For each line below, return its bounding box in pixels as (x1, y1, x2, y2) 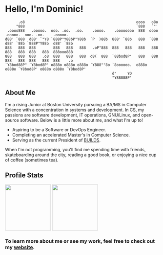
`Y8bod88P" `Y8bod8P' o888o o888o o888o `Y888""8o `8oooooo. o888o (5, 62, 147, 67)
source (5, 117, 20, 123)
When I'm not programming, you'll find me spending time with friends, (5, 146, 146, 152)
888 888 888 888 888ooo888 (5, 49, 73, 54)
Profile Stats (5, 171, 43, 180)
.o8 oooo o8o (18, 20, 159, 24)
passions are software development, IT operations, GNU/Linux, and (5, 112, 141, 118)
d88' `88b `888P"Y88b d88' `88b (5, 41, 73, 46)
